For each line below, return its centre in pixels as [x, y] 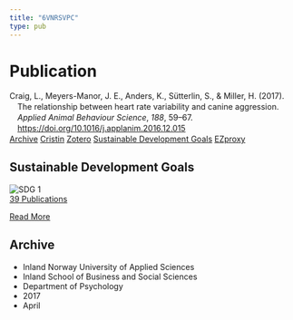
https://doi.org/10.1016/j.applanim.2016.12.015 [102, 129]
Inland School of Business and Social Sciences [110, 276]
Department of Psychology [73, 286]
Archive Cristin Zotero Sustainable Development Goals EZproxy [127, 139]
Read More [30, 216]
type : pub [28, 26]
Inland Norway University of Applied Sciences [108, 267]
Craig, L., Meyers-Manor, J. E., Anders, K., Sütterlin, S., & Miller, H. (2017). [147, 96]
